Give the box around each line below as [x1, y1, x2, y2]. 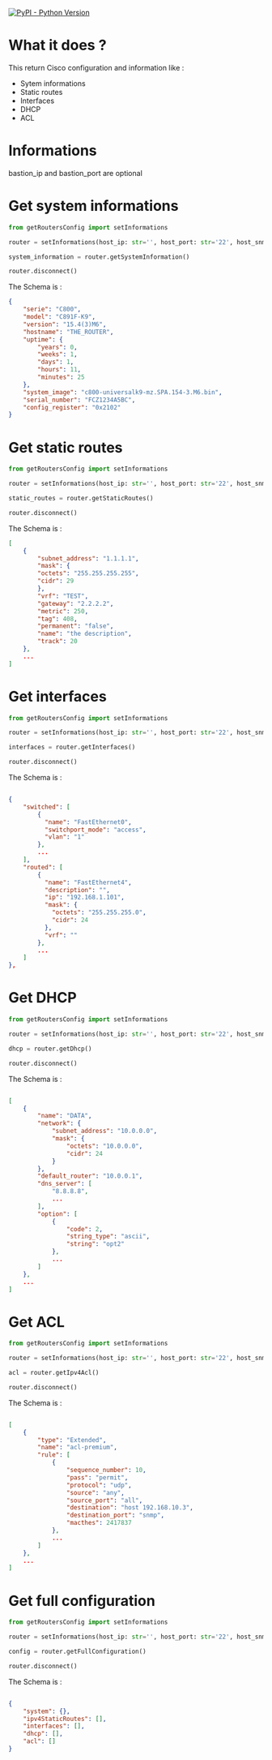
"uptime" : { [23, 335, 63, 344]
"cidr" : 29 [37, 577, 74, 586]
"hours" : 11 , [37, 366, 82, 374]
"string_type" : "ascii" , [66, 1233, 151, 1241]
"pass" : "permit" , [66, 1473, 129, 1482]
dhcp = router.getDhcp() [8, 1045, 92, 1053]
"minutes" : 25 [37, 373, 85, 381]
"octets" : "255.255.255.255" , [37, 569, 139, 577]
